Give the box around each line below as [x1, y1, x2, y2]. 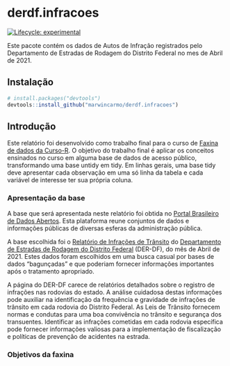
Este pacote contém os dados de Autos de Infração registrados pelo [7, 41, 203, 49]
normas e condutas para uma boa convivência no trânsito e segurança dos [7, 310, 222, 318]
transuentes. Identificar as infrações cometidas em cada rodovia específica [7, 317, 224, 326]
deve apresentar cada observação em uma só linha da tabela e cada [7, 168, 204, 177]
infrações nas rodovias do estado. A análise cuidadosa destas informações [7, 287, 222, 296]
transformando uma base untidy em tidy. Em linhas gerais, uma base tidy [7, 161, 216, 170]
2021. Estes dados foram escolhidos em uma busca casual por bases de [7, 252, 214, 260]
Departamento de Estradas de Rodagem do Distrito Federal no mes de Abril [7, 49, 223, 57]
